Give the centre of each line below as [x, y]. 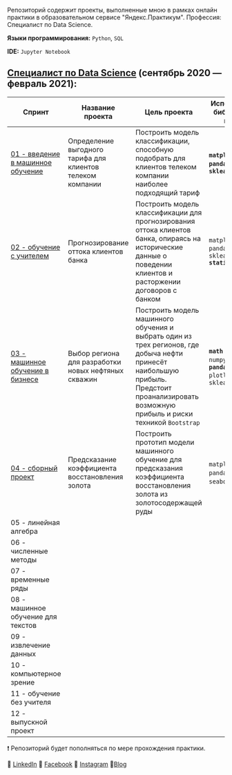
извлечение [30, 645]
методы [24, 559]
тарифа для [87, 158]
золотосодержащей [169, 502]
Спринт [36, 112]
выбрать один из [164, 336]
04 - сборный [34, 468]
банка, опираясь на [168, 238]
